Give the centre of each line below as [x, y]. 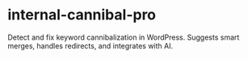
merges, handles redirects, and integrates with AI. [90, 45]
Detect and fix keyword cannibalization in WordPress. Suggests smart [124, 37]
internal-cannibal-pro [82, 15]
